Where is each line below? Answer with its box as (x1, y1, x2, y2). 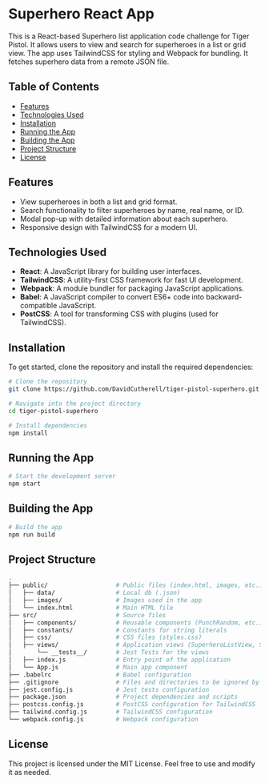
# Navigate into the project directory (8, 400, 142, 408)
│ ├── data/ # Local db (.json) (8, 589, 181, 597)
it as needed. (8, 767, 52, 777)
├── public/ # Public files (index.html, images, (8, 581, 242, 589)
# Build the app (8, 523, 62, 531)
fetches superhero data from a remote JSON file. (8, 57, 170, 66)
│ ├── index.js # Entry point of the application (8, 656, 231, 664)
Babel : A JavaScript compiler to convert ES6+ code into (19, 292, 205, 302)
